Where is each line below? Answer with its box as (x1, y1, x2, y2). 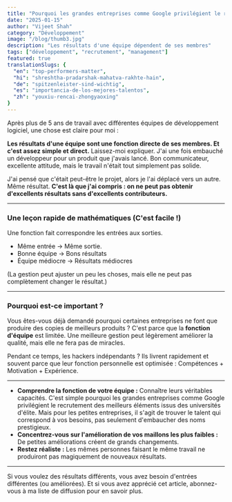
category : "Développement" (7, 29, 85, 37)
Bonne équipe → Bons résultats (17, 250, 107, 258)
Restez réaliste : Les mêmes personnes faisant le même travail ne (17, 445, 206, 454)
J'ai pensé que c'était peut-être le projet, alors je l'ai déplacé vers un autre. (7, 174, 221, 183)
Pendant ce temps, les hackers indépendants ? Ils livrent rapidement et (7, 352, 209, 361)
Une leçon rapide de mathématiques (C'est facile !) (7, 213, 182, 223)
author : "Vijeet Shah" (7, 23, 72, 30)
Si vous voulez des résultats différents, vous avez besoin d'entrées (7, 472, 197, 481)
